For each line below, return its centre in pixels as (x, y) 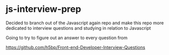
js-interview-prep (44, 9)
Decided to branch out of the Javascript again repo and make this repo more (85, 23)
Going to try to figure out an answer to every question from (66, 38)
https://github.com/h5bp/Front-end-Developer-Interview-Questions (75, 47)
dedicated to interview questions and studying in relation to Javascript (78, 28)
